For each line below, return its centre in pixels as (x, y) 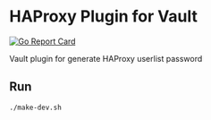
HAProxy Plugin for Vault (104, 17)
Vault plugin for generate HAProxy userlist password (106, 58)
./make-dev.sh (36, 107)
